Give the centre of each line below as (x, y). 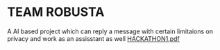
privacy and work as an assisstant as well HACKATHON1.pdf (93, 38)
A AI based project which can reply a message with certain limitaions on (110, 31)
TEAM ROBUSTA (56, 12)
